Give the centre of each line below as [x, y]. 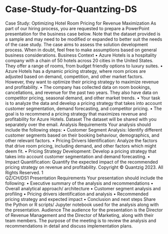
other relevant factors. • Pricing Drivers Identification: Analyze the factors [81, 140]
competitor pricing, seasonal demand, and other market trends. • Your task [83, 98]
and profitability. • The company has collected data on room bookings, [78, 87]
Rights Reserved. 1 [24, 172]
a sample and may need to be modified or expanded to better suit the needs [84, 39]
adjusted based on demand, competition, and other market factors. [74, 76]
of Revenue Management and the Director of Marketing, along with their [79, 215]
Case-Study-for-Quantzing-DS [71, 9]
